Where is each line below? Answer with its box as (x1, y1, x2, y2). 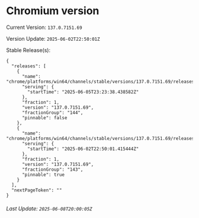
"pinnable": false (21, 115, 68, 121)
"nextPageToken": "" (11, 187, 62, 193)
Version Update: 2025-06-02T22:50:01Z (6, 35, 100, 42)
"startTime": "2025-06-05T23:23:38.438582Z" (27, 89, 139, 95)
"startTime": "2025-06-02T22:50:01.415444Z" (27, 146, 139, 152)
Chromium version (6, 4, 99, 18)
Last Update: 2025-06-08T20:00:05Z (6, 205, 93, 212)
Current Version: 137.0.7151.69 (6, 24, 82, 31)
